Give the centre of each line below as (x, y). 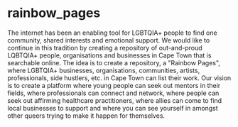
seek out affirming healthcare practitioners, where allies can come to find (115, 100)
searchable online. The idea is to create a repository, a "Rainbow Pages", (114, 62)
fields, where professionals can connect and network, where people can (113, 93)
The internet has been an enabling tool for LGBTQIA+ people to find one (113, 33)
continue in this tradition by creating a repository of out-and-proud (105, 48)
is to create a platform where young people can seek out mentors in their (114, 85)
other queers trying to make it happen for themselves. (86, 116)
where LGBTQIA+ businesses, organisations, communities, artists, (104, 70)
